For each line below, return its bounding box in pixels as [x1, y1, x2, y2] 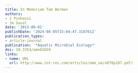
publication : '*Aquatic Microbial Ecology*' [5, 43, 96, 48]
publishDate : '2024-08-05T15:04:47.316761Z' [5, 29, 96, 34]
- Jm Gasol [5, 20, 27, 25]
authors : [5, 12, 23, 16]
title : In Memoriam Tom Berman [5, 7, 68, 12]
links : [5, 51, 18, 57]
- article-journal [5, 38, 42, 43]
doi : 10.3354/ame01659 [5, 47, 51, 52]
